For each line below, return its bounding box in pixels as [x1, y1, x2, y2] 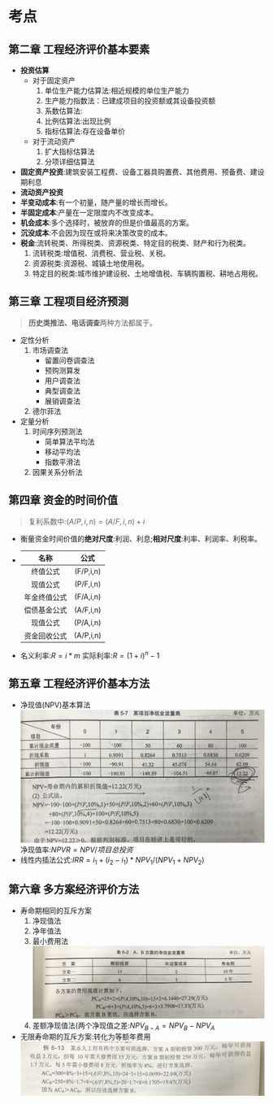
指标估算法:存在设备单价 [44, 127, 126, 136]
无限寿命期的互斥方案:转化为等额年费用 [19, 1032, 151, 1041]
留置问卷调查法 [44, 355, 95, 365]
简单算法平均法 [44, 437, 95, 446]
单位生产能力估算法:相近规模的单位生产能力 [44, 86, 189, 95]
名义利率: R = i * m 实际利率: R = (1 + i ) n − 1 [19, 650, 160, 660]
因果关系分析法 [32, 467, 83, 476]
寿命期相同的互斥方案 [19, 906, 92, 915]
